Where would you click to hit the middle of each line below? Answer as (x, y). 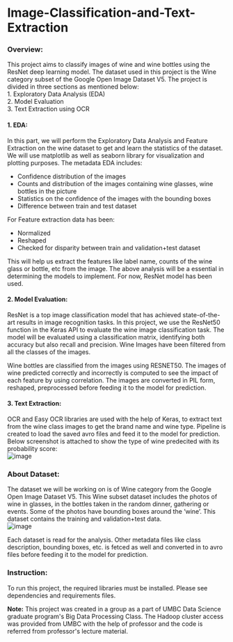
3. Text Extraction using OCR (48, 109)
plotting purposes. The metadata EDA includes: (75, 162)
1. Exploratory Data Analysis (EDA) (56, 94)
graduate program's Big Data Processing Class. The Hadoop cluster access (115, 616)
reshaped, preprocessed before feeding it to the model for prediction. (107, 388)
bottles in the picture (47, 191)
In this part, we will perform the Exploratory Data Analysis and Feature (107, 140)
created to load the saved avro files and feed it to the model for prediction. (114, 434)
